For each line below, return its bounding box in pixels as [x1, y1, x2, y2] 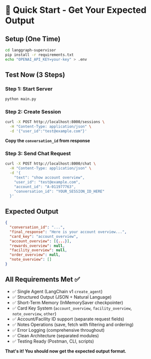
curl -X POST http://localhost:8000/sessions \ [5, 120, 105, 125]
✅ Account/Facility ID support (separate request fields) [12, 316, 124, 322]
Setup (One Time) [5, 35, 61, 43]
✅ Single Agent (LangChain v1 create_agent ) [12, 288, 103, 294]
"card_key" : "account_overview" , [9, 234, 78, 239]
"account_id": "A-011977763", [14, 184, 76, 189]
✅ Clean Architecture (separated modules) [12, 332, 99, 338]
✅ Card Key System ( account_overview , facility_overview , [12, 305, 132, 311]
